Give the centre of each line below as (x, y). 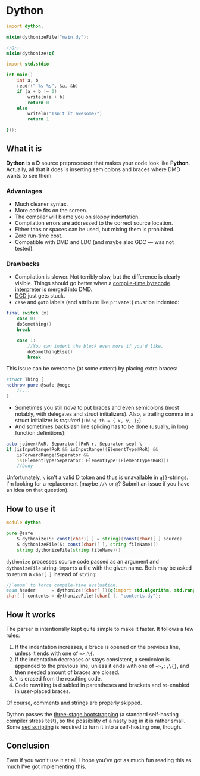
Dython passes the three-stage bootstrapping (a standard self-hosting (93, 714)
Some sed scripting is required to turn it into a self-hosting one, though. (94, 727)
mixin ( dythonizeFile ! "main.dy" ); (48, 37)
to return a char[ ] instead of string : (51, 574)
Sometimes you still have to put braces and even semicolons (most (97, 407)
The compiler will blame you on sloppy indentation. (77, 217)
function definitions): (40, 432)
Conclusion (28, 746)
